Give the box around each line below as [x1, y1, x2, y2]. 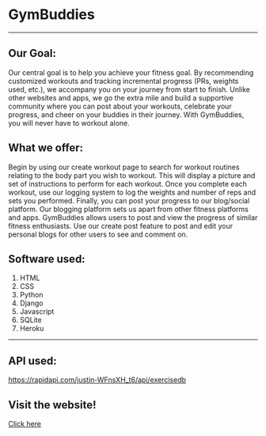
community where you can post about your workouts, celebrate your [8, 101, 232, 111]
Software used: [8, 252, 85, 266]
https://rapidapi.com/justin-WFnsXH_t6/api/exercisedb [8, 375, 187, 385]
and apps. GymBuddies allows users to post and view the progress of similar [8, 212, 258, 222]
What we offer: [8, 141, 84, 155]
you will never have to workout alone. [8, 118, 131, 127]
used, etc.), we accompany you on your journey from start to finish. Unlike [8, 85, 251, 94]
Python [19, 290, 44, 300]
